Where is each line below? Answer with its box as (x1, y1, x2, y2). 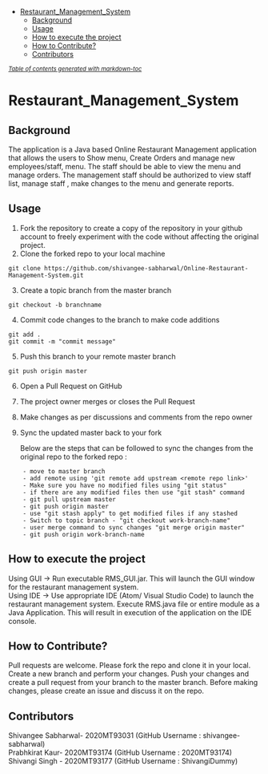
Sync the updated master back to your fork (19, 428, 162, 437)
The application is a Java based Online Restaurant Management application (8, 144, 258, 154)
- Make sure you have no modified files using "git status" (22, 481, 227, 489)
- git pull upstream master (22, 495, 116, 504)
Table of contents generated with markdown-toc (8, 65, 142, 73)
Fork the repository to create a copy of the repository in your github (19, 223, 243, 233)
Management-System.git (8, 271, 84, 279)
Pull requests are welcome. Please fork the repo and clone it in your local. (8, 661, 251, 671)
